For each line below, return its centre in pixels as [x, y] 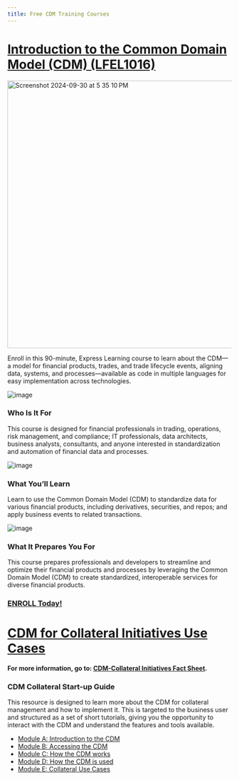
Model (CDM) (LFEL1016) [81, 64]
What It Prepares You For [51, 547]
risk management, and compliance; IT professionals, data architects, [108, 436]
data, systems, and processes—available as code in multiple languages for [117, 373]
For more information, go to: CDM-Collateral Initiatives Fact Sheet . [107, 669]
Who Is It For [30, 413]
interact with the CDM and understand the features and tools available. [111, 725]
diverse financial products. [46, 585]
